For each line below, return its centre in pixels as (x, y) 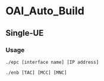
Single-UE (25, 33)
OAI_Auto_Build (45, 11)
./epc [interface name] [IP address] (52, 62)
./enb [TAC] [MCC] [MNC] (36, 73)
